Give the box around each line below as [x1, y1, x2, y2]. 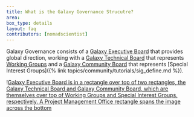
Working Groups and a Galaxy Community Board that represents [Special [6, 61, 189, 68]
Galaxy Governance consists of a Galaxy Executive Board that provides [6, 48, 183, 55]
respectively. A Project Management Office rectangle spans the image [6, 98, 181, 106]
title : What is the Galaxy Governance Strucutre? [6, 8, 134, 15]
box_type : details [6, 20, 53, 26]
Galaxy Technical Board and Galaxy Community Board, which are [6, 85, 169, 92]
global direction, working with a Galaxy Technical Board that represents [6, 54, 184, 62]
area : [6, 14, 20, 21]
